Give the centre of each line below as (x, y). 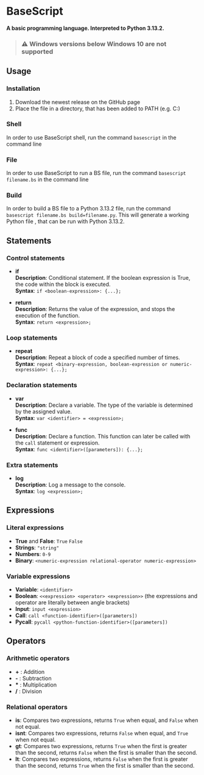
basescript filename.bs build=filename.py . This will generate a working (98, 215)
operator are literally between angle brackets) (72, 602)
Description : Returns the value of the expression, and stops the (95, 309)
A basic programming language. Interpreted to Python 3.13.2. (85, 28)
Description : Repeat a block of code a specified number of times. (98, 357)
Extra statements (32, 465)
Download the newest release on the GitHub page (78, 102)
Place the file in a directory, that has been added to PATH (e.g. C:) (98, 109)
